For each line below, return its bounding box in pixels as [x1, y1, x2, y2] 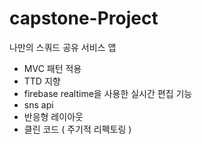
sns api [23, 98, 54, 111]
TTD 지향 [23, 75, 61, 87]
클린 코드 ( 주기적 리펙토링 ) [23, 123, 132, 135]
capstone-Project [9, 7, 159, 30]
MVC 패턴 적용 [23, 62, 82, 74]
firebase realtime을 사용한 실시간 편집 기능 [23, 87, 193, 99]
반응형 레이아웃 [23, 110, 84, 122]
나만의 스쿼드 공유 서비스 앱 [9, 41, 117, 53]
